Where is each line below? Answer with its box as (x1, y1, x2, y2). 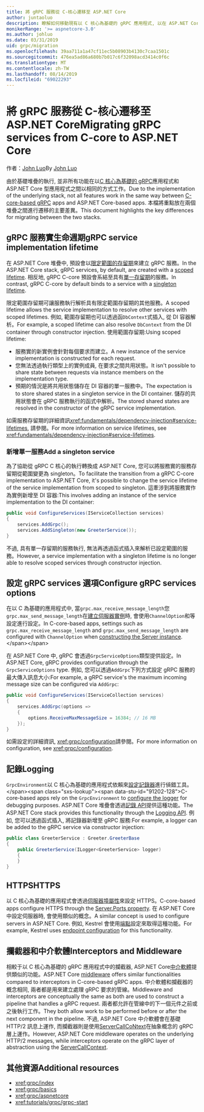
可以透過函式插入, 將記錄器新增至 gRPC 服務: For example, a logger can (19, 817, 197, 824)
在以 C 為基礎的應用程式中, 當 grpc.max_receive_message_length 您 (6, 605, 170, 612)
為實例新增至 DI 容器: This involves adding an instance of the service (6, 492, 177, 499)
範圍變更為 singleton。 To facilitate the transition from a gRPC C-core (22, 470, 194, 477)
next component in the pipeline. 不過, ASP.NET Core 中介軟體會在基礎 (6, 1015, 181, 1023)
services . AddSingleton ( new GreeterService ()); (17, 527, 137, 533)
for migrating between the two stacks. (6, 214, 102, 221)
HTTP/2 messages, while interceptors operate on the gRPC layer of (6, 1037, 175, 1045)
